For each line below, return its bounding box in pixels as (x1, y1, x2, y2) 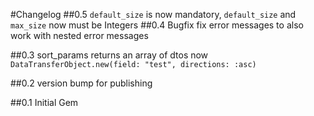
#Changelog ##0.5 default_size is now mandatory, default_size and (10, 9, 297, 20)
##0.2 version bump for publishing (10, 77, 153, 89)
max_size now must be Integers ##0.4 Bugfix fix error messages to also (10, 19, 304, 31)
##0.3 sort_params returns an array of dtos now (10, 49, 209, 61)
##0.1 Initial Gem (10, 97, 79, 108)
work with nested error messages (10, 30, 149, 41)
